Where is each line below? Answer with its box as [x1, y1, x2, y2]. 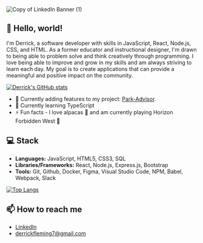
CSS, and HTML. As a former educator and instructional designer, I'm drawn [6, 46, 198, 53]
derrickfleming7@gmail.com [15, 230, 86, 237]
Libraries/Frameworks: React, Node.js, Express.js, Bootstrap [15, 161, 168, 168]
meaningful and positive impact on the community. [6, 72, 134, 79]
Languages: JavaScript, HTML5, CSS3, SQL [15, 155, 126, 162]
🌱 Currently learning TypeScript [15, 101, 95, 109]
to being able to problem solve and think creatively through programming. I [6, 52, 194, 60]
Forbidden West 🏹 [15, 117, 61, 125]
